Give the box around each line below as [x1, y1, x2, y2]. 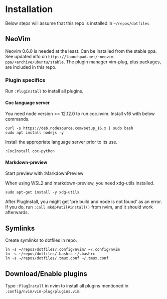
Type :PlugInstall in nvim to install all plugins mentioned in [5, 283, 129, 289]
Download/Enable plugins [5, 269, 88, 278]
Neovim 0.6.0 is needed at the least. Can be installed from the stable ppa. [5, 48, 157, 54]
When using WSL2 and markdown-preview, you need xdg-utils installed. [5, 180, 154, 186]
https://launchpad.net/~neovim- [48, 54, 116, 59]
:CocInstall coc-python [5, 149, 55, 154]
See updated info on [5, 53, 48, 59]
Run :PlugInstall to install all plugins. [5, 88, 84, 94]
